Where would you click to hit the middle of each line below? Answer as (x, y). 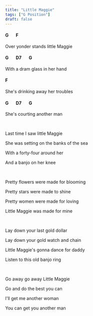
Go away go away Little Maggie (37, 279)
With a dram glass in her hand (36, 69)
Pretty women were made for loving (42, 201)
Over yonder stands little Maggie (39, 46)
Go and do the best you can (34, 289)
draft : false (19, 19)
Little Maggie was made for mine (39, 211)
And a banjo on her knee (30, 163)
